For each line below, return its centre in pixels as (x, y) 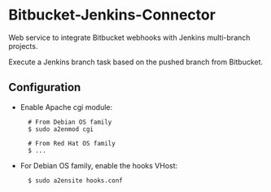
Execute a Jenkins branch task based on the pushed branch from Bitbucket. (135, 62)
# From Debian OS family (70, 122)
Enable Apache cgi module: (66, 107)
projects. (23, 46)
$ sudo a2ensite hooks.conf (76, 181)
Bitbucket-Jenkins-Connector (112, 15)
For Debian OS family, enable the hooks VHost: (99, 165)
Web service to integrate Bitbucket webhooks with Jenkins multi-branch (129, 37)
